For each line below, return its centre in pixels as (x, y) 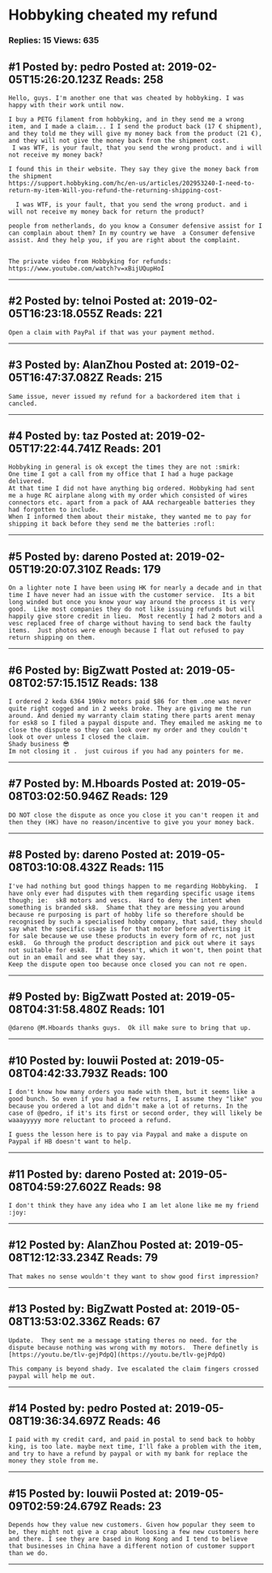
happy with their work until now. (67, 105)
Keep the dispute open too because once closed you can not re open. (128, 964)
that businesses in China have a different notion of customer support (132, 1546)
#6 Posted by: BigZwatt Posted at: (96, 670)
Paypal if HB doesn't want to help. (70, 1142)
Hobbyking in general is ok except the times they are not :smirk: (125, 467)
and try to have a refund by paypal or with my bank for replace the (128, 1454)
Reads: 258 (134, 79)
